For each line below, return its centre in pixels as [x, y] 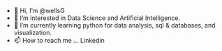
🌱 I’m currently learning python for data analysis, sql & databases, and [114, 25]
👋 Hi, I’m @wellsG [39, 11]
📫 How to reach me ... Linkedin [59, 40]
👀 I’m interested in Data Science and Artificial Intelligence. [97, 18]
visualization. [33, 32]
